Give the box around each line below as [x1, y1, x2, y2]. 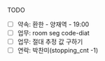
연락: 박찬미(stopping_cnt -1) [17, 46, 99, 55]
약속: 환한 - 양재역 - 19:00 [17, 20, 90, 28]
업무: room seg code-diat [17, 29, 90, 37]
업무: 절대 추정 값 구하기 [17, 37, 83, 46]
